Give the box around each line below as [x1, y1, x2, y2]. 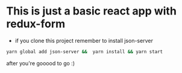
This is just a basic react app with [6, 4, 177, 18]
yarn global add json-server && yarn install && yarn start [6, 48, 163, 55]
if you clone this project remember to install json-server [14, 37, 154, 44]
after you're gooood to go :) [6, 59, 75, 67]
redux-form [6, 17, 66, 31]
